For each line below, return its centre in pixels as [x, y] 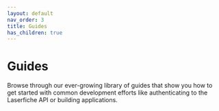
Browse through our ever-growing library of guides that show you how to [110, 86]
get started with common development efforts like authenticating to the [107, 92]
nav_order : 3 [26, 20]
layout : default [30, 13]
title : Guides [27, 26]
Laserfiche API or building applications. [62, 100]
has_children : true [35, 33]
